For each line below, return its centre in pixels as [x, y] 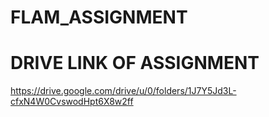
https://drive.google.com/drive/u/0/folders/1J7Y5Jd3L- [123, 91]
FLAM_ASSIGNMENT [99, 17]
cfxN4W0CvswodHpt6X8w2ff [72, 102]
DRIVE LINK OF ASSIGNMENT [135, 63]
